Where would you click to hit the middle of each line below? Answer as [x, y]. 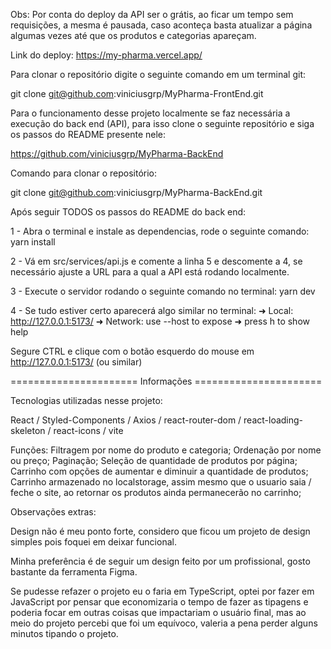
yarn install [33, 242]
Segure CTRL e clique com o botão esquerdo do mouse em [132, 351]
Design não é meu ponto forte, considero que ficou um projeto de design [160, 531]
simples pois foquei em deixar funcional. [93, 542]
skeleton [28, 430]
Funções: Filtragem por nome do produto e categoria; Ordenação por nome [166, 450]
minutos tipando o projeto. [64, 633]
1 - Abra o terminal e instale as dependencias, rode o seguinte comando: [160, 231]
